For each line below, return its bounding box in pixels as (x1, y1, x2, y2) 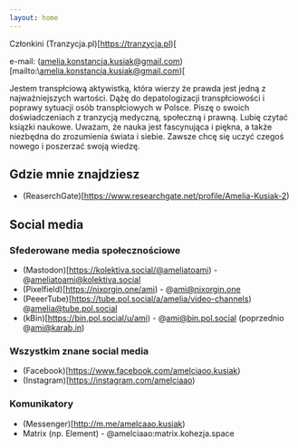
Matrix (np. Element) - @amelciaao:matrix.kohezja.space (22, 427, 235, 439)
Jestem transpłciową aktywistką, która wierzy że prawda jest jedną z (9, 82, 266, 93)
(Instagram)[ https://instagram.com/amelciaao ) (22, 375, 196, 386)
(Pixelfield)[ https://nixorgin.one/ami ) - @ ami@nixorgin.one (22, 284, 242, 295)
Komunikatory (9, 397, 74, 410)
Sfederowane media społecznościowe (9, 243, 181, 256)
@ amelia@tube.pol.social (22, 303, 118, 314)
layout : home (9, 13, 59, 23)
